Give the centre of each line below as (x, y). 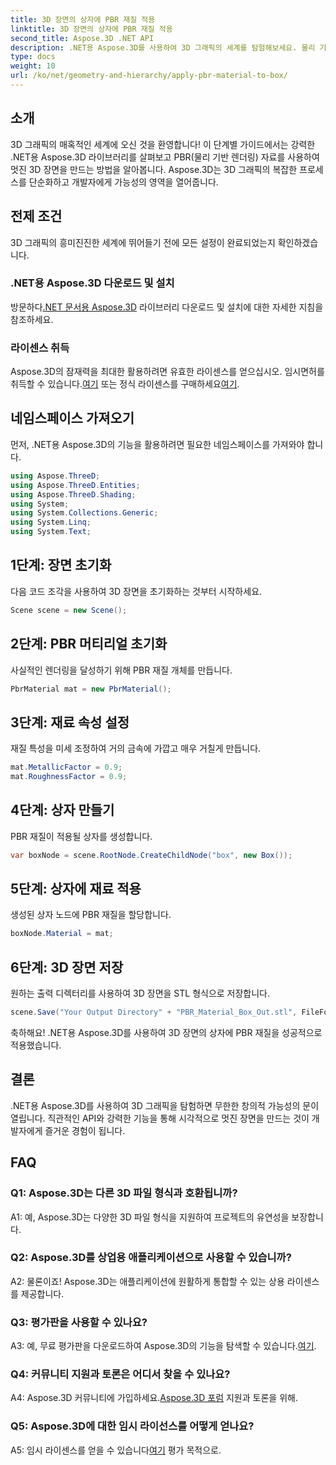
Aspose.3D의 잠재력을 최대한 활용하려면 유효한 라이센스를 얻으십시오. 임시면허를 (167, 372)
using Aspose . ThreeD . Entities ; (75, 485)
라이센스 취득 (40, 348)
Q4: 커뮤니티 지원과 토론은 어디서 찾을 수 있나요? (120, 1374)
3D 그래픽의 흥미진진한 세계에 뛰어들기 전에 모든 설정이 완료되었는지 (143, 242)
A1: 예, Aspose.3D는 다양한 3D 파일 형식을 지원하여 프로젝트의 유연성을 (150, 1217)
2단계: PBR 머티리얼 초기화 (89, 644)
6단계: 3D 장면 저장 (67, 967)
